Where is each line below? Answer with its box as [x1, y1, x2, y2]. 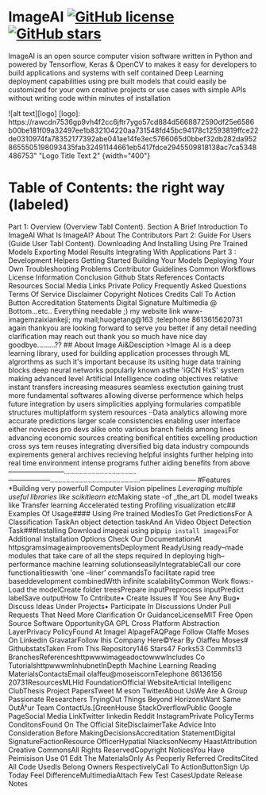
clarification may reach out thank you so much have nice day [8, 331, 208, 341]
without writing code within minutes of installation [8, 93, 171, 102]
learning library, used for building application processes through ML [8, 348, 230, 357]
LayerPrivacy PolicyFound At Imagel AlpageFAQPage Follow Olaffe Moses [8, 627, 250, 636]
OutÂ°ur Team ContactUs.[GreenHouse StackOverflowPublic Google [8, 703, 233, 712]
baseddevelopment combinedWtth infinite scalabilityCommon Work [8, 576, 229, 585]
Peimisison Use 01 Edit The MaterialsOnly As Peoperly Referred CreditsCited [8, 753, 259, 762]
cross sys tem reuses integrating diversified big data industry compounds [8, 441, 249, 450]
